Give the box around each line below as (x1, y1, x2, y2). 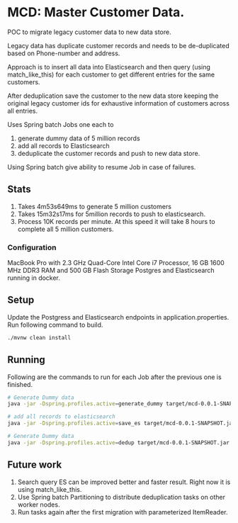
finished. (7, 380, 33, 388)
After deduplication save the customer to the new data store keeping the (7, 91, 219, 100)
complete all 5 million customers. (17, 225, 114, 233)
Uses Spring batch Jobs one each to (7, 120, 114, 128)
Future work (7, 459, 62, 471)
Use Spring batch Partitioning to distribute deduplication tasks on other (17, 493, 225, 501)
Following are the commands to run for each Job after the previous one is (7, 373, 222, 381)
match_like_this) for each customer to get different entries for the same (7, 70, 215, 79)
